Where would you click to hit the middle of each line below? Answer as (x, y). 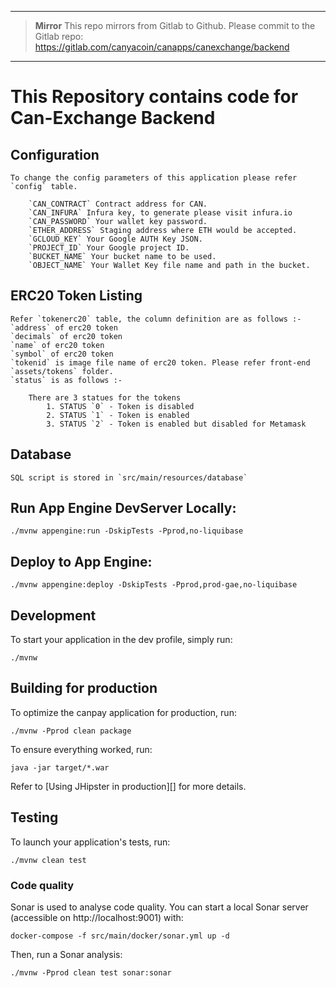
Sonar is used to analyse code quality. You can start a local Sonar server (159, 907)
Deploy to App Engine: (81, 561)
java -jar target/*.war (60, 767)
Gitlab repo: (59, 36)
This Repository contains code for (154, 97)
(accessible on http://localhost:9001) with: (97, 917)
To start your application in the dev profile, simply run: (121, 640)
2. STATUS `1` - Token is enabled (118, 415)
